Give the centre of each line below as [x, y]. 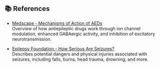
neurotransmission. [32, 39]
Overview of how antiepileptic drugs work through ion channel [76, 28]
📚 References [27, 9]
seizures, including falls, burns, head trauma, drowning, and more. [80, 59]
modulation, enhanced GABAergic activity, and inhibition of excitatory [83, 34]
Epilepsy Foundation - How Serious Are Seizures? [63, 49]
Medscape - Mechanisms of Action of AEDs [57, 23]
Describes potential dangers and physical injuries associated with [79, 54]
